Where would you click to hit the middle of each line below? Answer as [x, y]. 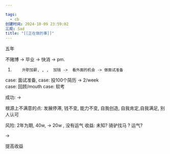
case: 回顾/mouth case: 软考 [35, 87]
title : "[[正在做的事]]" [30, 34]
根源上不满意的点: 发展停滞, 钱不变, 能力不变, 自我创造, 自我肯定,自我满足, [82, 108]
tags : [11, 14]
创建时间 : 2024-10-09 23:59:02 [37, 24]
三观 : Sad [15, 29]
